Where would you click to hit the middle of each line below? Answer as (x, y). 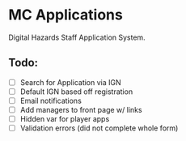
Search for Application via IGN (70, 82)
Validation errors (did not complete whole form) (99, 128)
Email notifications (51, 100)
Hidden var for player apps (65, 119)
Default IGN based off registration (76, 92)
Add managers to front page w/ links (81, 109)
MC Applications (66, 15)
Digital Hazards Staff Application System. (77, 37)
